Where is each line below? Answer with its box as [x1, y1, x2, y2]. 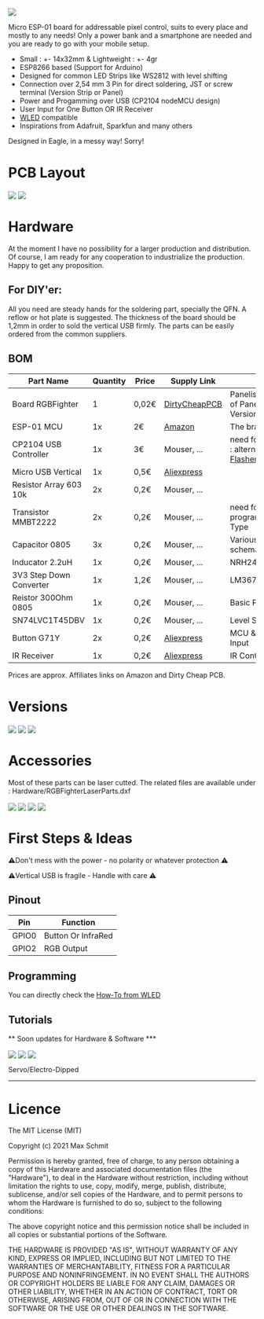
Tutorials [8, 1013, 53, 1027]
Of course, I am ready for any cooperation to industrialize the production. [8, 252, 245, 262]
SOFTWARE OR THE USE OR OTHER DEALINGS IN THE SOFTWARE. [8, 1304, 229, 1313]
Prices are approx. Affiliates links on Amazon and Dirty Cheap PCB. [8, 670, 225, 679]
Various [229, 534, 258, 545]
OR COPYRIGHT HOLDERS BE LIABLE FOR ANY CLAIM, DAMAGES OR [8, 1279, 236, 1288]
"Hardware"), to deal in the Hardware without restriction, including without [8, 1173, 249, 1182]
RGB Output [44, 942, 88, 953]
